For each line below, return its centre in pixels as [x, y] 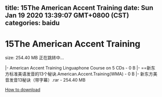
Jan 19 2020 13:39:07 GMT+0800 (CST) [67, 16]
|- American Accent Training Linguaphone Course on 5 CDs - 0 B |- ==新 [78, 68]
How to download [23, 90]
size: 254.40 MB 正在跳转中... [35, 58]
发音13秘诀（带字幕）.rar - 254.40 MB [47, 80]
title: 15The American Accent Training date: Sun [79, 8]
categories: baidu [32, 23]
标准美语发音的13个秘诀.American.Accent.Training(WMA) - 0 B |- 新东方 [81, 74]
